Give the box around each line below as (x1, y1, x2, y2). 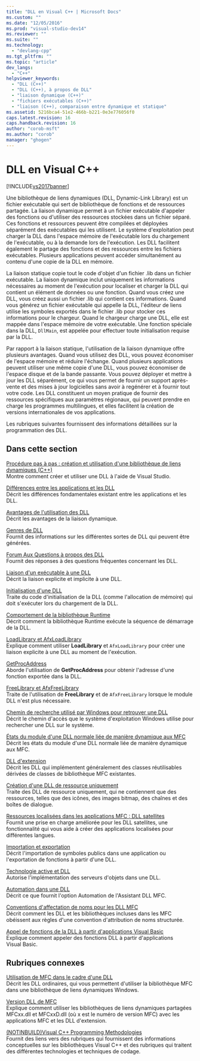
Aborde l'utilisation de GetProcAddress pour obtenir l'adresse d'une (6, 666, 174, 673)
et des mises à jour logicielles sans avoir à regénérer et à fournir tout (21, 383, 190, 390)
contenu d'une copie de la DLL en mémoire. (6, 258, 114, 265)
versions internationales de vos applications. (6, 408, 116, 415)
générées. (6, 539, 31, 546)
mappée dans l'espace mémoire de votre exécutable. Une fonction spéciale (6, 320, 192, 327)
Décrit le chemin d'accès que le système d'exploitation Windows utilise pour (6, 715, 194, 722)
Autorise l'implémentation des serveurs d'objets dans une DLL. (6, 873, 161, 881)
